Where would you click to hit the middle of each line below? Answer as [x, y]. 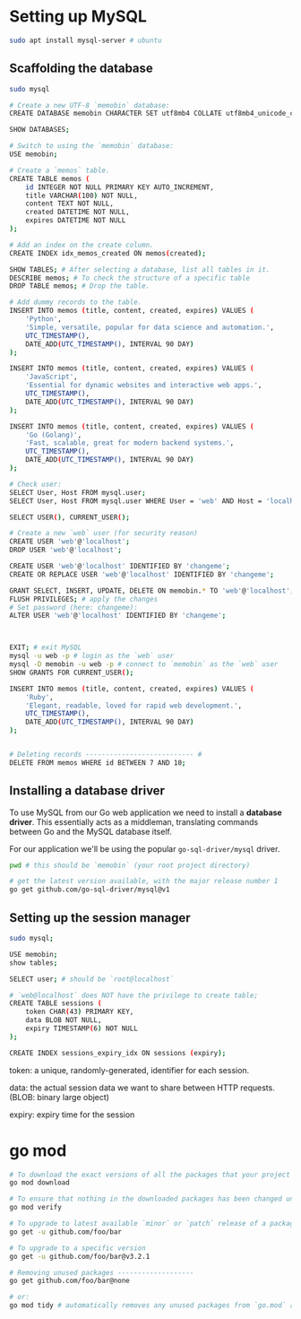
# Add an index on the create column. [82, 245]
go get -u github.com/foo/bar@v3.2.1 [80, 1256]
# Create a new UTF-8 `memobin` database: [90, 105]
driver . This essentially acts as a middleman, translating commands [134, 821]
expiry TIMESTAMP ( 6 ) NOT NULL [82, 1028]
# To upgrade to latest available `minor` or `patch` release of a [138, 1224]
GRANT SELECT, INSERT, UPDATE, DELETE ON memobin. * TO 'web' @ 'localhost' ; [152, 590]
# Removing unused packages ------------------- [102, 1272]
